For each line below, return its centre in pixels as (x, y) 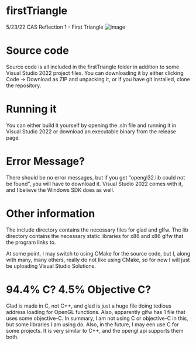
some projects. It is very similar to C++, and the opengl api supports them (95, 330)
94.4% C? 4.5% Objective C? (78, 289)
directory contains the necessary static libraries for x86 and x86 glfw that (95, 236)
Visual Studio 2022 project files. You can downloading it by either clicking (95, 73)
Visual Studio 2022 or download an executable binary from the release (91, 131)
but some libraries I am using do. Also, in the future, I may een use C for (93, 324)
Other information (51, 213)
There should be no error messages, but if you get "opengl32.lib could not (96, 177)
